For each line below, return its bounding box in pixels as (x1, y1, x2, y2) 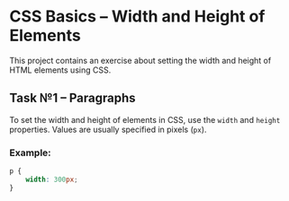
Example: (9, 146, 51, 159)
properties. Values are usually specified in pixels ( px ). (9, 124, 207, 135)
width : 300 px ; (25, 175, 78, 184)
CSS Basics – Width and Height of (9, 6, 266, 27)
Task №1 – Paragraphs (9, 91, 137, 106)
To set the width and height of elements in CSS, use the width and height (9, 114, 281, 125)
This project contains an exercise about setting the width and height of (9, 55, 272, 66)
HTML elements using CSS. (9, 65, 112, 75)
